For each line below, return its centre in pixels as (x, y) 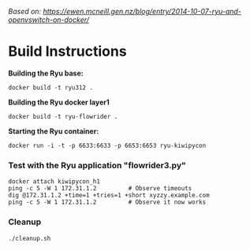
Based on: (25, 11)
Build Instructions (68, 51)
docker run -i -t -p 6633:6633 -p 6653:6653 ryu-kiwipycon (107, 145)
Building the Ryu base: (46, 73)
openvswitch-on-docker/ (49, 20)
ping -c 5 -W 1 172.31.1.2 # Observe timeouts (100, 189)
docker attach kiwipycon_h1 (54, 182)
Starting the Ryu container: (54, 131)
